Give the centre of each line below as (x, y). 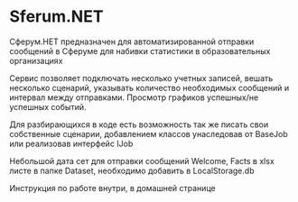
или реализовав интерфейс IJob (71, 143)
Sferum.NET (56, 17)
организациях (36, 60)
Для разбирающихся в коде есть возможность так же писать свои (139, 124)
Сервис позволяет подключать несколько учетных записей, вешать (141, 78)
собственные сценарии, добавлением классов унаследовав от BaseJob (149, 133)
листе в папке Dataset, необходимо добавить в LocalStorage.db (132, 170)
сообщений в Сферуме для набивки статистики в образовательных (140, 50)
